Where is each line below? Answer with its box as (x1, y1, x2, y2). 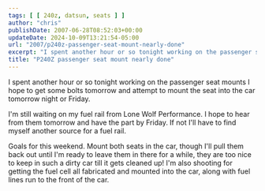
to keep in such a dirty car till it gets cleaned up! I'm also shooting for (8, 158, 233, 167)
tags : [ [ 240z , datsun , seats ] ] (8, 11, 125, 20)
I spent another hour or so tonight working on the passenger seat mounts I (8, 77, 250, 87)
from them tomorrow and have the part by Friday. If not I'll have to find (8, 118, 237, 127)
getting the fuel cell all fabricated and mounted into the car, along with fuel (8, 167, 251, 176)
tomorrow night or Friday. (8, 94, 91, 103)
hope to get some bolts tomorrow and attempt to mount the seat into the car (8, 85, 256, 95)
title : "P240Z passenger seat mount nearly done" (8, 56, 175, 64)
